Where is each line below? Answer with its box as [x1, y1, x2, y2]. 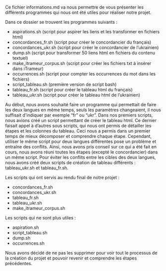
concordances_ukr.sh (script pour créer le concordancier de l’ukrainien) [12, 45, 159, 50]
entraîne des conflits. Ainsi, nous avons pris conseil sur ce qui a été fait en [5, 144, 157, 149]
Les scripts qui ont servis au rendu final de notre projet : [5, 175, 120, 180]
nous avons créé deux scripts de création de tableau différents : [5, 160, 136, 165]
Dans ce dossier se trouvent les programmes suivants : [5, 19, 117, 25]
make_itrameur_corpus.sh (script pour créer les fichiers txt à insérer [12, 61, 152, 66]
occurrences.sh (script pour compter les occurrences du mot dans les [12, 71, 156, 76]
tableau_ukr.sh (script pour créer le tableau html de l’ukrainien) [12, 92, 140, 98]
